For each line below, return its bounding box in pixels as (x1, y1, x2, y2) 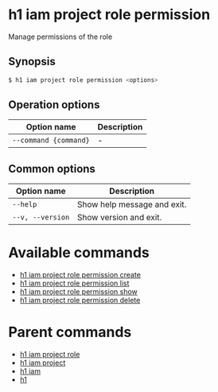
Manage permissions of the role (8, 32, 113, 41)
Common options (8, 161, 95, 176)
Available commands (8, 244, 150, 262)
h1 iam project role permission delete (19, 296, 141, 305)
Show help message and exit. (76, 199, 187, 210)
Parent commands (8, 324, 132, 341)
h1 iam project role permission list (19, 278, 130, 288)
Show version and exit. (76, 212, 162, 223)
